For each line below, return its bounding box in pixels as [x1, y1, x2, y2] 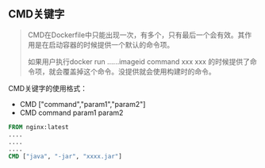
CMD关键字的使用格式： [8, 83, 87, 93]
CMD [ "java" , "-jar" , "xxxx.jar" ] [8, 153, 123, 161]
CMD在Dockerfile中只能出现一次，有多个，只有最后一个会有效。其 [27, 30, 245, 40]
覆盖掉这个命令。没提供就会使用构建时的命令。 [62, 67, 216, 76]
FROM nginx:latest [8, 123, 69, 131]
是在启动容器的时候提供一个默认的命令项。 [34, 40, 175, 49]
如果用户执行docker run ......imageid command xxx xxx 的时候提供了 [27, 56, 250, 66]
